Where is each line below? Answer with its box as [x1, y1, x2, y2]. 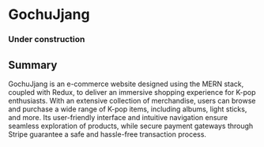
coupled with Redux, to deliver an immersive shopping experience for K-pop [8, 87, 256, 96]
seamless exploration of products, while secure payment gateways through [8, 121, 254, 130]
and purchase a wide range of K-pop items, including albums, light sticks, [8, 104, 247, 114]
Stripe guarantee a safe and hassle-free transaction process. [8, 129, 207, 139]
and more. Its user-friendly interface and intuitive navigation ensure [8, 112, 228, 122]
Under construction [8, 34, 85, 45]
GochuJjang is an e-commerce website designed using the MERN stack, [8, 79, 244, 89]
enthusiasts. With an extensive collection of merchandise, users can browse [8, 96, 256, 105]
